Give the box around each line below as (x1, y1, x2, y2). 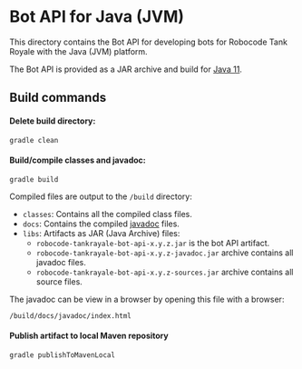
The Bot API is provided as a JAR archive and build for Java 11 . (9, 64, 243, 75)
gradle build (9, 175, 59, 184)
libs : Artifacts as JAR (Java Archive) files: (22, 227, 180, 238)
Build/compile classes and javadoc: (9, 155, 147, 165)
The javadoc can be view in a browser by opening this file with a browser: (9, 294, 285, 304)
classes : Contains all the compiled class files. (22, 208, 193, 219)
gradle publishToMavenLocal (9, 350, 116, 360)
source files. (35, 275, 83, 287)
